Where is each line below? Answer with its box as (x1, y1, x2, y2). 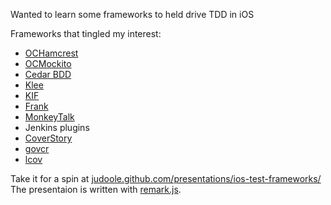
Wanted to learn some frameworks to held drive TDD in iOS (10, 9, 255, 20)
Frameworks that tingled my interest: (10, 28, 162, 39)
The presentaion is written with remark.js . (10, 184, 182, 195)
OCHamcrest (24, 47, 79, 59)
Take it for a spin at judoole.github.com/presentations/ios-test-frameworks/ (10, 173, 322, 184)
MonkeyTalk (24, 111, 75, 123)
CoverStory (24, 132, 73, 144)
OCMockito (24, 58, 72, 69)
